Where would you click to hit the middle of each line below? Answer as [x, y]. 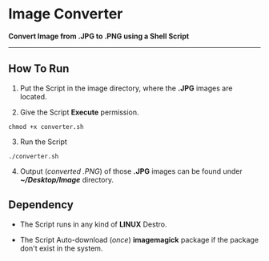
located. [33, 96]
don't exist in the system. [61, 248]
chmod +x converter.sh [46, 126]
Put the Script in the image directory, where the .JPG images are [126, 88]
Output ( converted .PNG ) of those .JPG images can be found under [131, 171]
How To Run [39, 69]
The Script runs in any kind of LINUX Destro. [93, 224]
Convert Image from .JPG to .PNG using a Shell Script [99, 36]
